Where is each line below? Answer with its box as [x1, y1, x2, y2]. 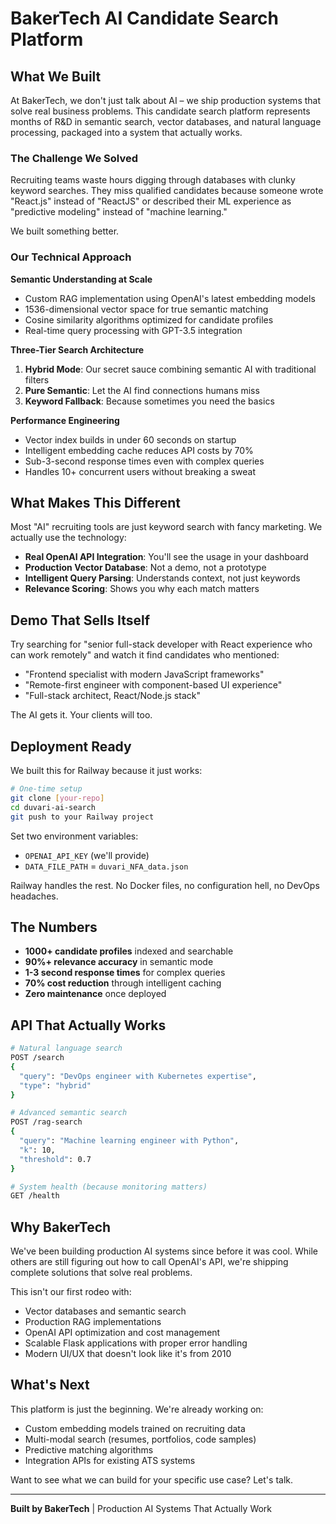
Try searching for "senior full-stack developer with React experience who [10, 638, 313, 651]
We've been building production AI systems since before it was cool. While [10, 1245, 318, 1257]
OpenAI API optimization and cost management [24, 1327, 221, 1339]
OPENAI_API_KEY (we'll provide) [24, 849, 150, 861]
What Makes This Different [10, 494, 182, 511]
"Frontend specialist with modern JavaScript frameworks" [24, 668, 265, 681]
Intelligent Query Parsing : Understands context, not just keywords [24, 572, 301, 584]
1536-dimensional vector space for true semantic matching [24, 303, 269, 315]
